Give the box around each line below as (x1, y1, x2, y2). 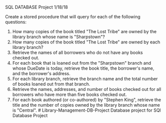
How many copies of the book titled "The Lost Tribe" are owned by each (12, 39, 160, 45)
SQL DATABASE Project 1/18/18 (5, 4, 68, 10)
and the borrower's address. (12, 71, 71, 76)
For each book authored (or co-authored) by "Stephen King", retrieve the (12, 97, 161, 103)
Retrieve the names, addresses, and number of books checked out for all (12, 86, 162, 92)
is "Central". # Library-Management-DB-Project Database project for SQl (12, 107, 161, 113)
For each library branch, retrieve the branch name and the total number (12, 76, 158, 82)
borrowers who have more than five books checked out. (12, 91, 127, 97)
